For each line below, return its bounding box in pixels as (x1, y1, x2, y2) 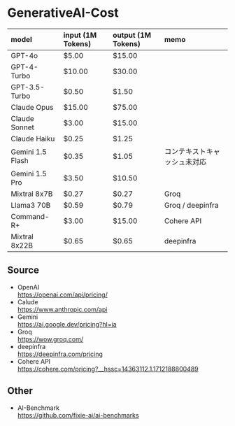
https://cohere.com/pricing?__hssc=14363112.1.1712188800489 (17, 364, 199, 373)
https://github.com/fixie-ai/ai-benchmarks (17, 411, 139, 419)
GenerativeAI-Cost (7, 5, 119, 21)
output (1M (113, 30, 152, 40)
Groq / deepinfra (164, 200, 219, 210)
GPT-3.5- (10, 82, 45, 92)
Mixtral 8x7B (10, 189, 53, 199)
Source (7, 264, 40, 276)
